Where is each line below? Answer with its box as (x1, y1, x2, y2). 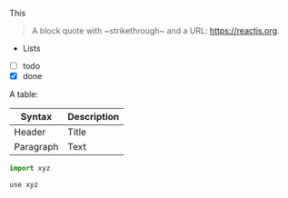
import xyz (9, 163, 51, 173)
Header (14, 126, 46, 139)
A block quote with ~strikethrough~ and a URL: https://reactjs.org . (31, 25, 280, 35)
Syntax (20, 111, 53, 124)
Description (67, 111, 120, 124)
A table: (9, 89, 39, 100)
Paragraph (14, 141, 59, 153)
